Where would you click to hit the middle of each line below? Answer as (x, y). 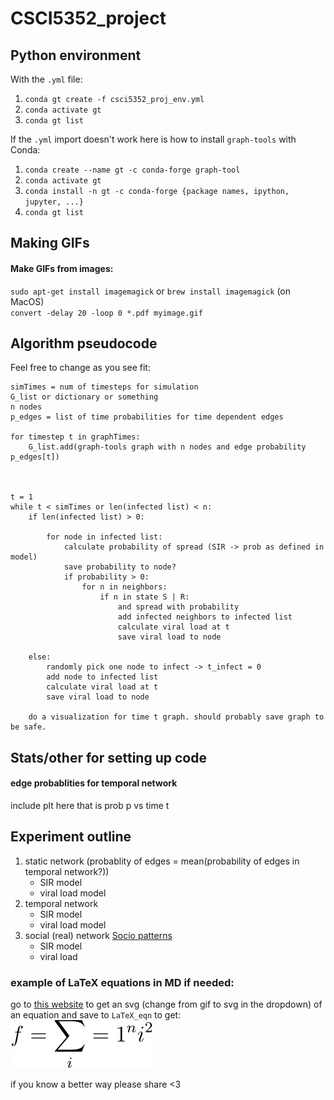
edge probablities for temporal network (94, 783)
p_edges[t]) (35, 457)
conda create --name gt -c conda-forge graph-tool (132, 170)
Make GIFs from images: (62, 268)
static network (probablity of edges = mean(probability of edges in (162, 861)
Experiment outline (71, 837)
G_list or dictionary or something (84, 397)
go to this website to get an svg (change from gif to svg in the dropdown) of (166, 1004)
